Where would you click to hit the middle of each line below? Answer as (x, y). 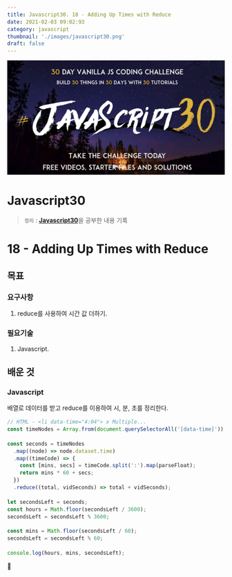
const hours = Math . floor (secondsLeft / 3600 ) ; (77, 509)
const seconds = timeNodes (46, 444)
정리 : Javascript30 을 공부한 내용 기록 (76, 220)
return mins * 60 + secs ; (57, 473)
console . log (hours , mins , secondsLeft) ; (66, 553)
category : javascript (38, 29)
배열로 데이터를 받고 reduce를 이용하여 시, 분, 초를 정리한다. (88, 408)
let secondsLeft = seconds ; (48, 502)
